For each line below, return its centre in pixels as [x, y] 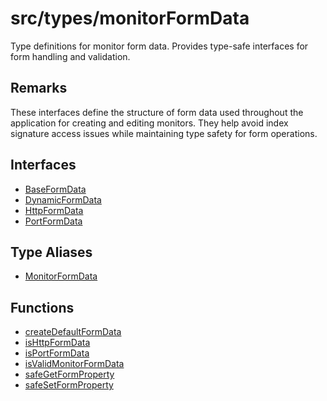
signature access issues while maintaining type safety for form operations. [164, 133]
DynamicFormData [63, 199]
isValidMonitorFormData [74, 364]
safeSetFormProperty [69, 385]
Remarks [39, 88]
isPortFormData [57, 353]
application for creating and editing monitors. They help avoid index [149, 123]
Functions [42, 307]
